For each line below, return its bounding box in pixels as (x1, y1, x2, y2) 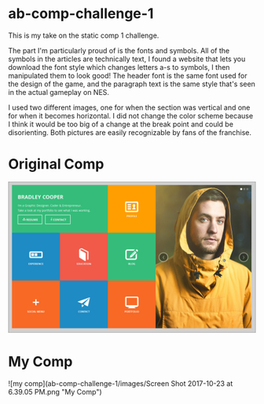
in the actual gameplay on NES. (8, 87, 110, 96)
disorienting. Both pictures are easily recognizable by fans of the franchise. (8, 127, 252, 137)
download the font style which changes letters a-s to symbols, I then (8, 62, 230, 71)
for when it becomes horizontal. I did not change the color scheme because (8, 111, 254, 120)
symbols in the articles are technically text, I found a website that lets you (8, 54, 246, 64)
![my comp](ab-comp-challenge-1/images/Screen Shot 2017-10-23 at (8, 378, 233, 388)
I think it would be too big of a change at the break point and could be (8, 119, 234, 129)
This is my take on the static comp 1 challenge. (8, 31, 159, 40)
